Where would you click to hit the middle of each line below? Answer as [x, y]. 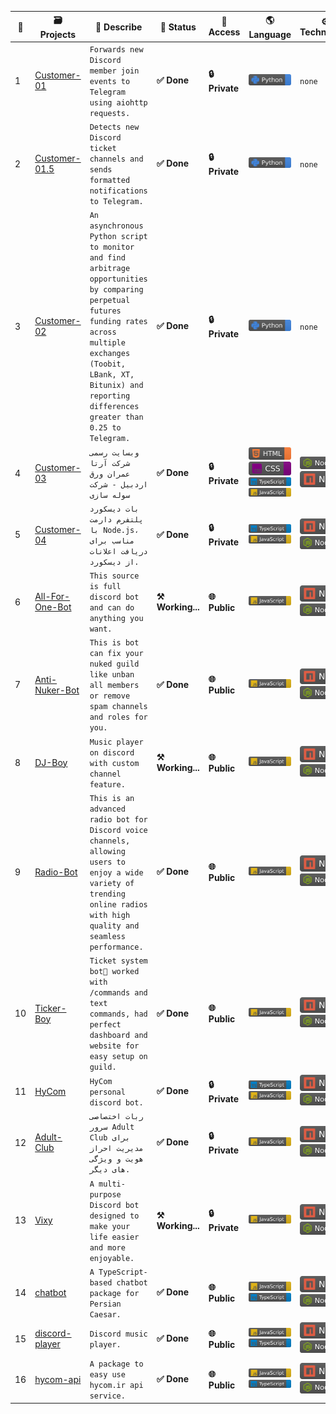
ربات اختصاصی [116, 1117]
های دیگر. [110, 1170]
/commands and [118, 993]
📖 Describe [119, 27]
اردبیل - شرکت [118, 484]
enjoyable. [112, 1258]
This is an [112, 798]
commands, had [118, 1014]
